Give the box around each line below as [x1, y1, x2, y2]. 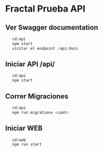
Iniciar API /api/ [5, 60, 55, 69]
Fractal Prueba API [5, 3, 85, 15]
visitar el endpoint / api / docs [12, 46, 79, 51]
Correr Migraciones [5, 92, 68, 100]
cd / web [12, 137, 26, 142]
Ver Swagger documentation [5, 23, 98, 32]
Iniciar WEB [5, 124, 43, 133]
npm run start [12, 142, 42, 147]
